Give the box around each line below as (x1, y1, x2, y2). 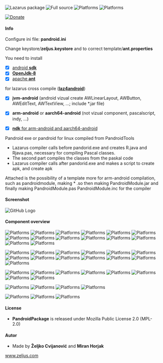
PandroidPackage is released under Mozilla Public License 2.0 (12, 316, 139, 322)
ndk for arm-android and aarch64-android (12, 125, 98, 131)
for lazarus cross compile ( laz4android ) (5, 86, 86, 92)
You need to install (5, 55, 43, 61)
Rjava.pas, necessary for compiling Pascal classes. (12, 150, 116, 156)
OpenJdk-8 (12, 70, 36, 76)
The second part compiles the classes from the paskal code (12, 155, 134, 161)
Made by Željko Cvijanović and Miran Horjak (12, 343, 104, 349)
